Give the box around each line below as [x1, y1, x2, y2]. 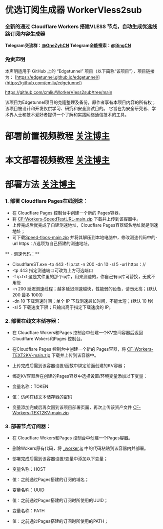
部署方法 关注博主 [5, 179, 76, 190]
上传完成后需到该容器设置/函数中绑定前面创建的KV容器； [12, 362, 127, 368]
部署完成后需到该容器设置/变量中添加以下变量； [12, 456, 108, 462]
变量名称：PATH [12, 508, 45, 514]
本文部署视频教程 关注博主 [5, 155, 110, 166]
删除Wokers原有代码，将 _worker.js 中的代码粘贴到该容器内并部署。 [12, 445, 149, 451]
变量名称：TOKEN [12, 383, 49, 389]
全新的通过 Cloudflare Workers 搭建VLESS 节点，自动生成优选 [5, 23, 152, 30]
